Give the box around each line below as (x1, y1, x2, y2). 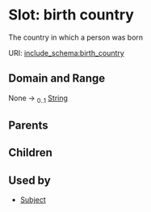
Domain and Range (8, 71, 106, 86)
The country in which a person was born (8, 32, 144, 42)
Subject (19, 195, 46, 205)
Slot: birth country (8, 6, 135, 24)
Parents (8, 118, 48, 132)
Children (8, 146, 52, 159)
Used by (8, 173, 51, 187)
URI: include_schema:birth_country (8, 48, 125, 57)
